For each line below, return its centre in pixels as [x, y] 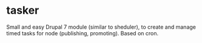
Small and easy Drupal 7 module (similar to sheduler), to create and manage [101, 27]
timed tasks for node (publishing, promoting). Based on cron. [82, 33]
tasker [23, 10]
